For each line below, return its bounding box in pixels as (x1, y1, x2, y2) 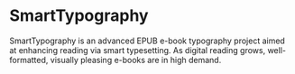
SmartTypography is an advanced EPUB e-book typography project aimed (9, 35, 286, 46)
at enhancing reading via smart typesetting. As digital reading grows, (9, 44, 266, 55)
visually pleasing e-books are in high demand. (50, 54, 222, 65)
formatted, (9, 54, 49, 65)
